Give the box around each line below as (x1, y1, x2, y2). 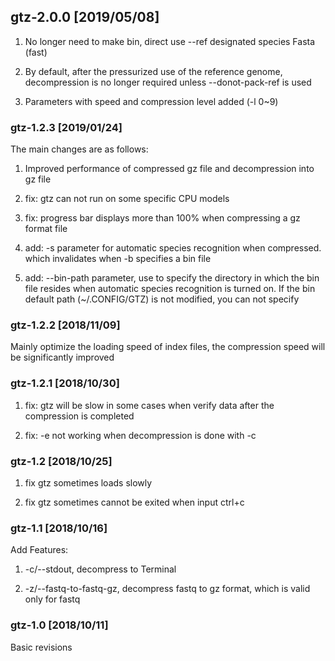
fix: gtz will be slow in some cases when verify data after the (24, 399, 275, 411)
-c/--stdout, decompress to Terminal (24, 563, 177, 575)
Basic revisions (10, 641, 73, 653)
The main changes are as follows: (10, 143, 149, 155)
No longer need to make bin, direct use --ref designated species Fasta (24, 35, 316, 47)
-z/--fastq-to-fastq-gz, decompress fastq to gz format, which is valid (24, 583, 311, 595)
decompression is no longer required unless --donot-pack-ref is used (24, 76, 312, 88)
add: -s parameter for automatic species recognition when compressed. (24, 242, 322, 254)
